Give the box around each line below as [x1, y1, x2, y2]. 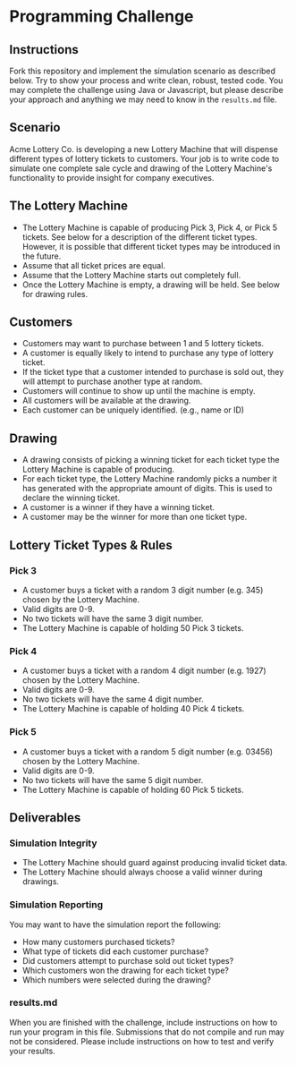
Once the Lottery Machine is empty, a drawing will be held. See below [21, 279, 280, 290]
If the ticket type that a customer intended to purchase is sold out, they [21, 367, 284, 378]
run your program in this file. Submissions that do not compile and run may [9, 1027, 284, 1037]
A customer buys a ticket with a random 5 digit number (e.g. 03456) [21, 745, 274, 757]
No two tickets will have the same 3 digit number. [21, 613, 204, 624]
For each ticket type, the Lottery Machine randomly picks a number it [21, 473, 277, 484]
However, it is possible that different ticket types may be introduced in [21, 241, 281, 251]
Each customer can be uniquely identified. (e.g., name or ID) [21, 405, 244, 415]
